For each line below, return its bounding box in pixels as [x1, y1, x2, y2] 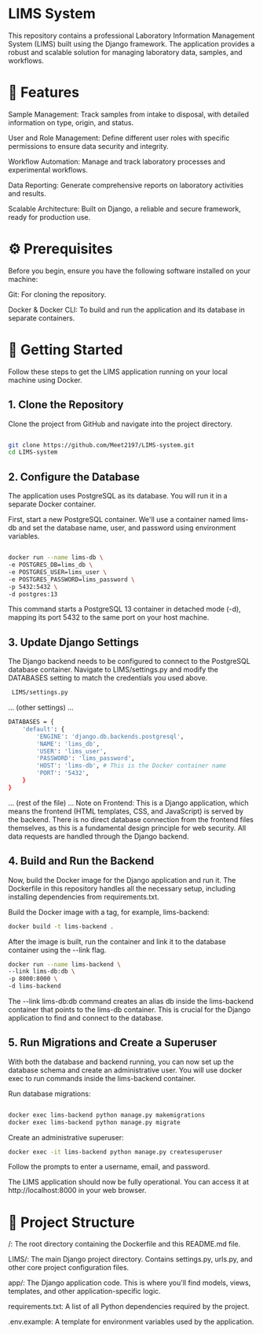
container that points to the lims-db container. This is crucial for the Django [8, 1005, 251, 1014]
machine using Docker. [8, 375, 82, 384]
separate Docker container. [8, 499, 97, 509]
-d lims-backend [8, 982, 61, 991]
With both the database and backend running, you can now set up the [8, 1057, 234, 1066]
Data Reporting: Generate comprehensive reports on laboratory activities [8, 180, 244, 190]
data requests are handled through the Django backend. [8, 832, 190, 841]
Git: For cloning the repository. [8, 289, 107, 299]
